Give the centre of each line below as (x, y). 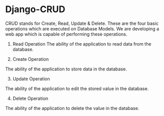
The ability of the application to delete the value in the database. (72, 108)
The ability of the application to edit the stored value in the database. (77, 88)
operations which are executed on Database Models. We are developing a (82, 28)
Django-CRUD (35, 9)
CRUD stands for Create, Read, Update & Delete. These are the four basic (82, 23)
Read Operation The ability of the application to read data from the (82, 44)
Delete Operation (30, 98)
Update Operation (31, 79)
